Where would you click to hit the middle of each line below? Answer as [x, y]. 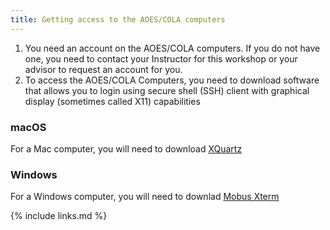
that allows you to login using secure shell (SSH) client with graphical [167, 90]
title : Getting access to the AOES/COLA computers [118, 19]
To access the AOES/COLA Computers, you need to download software [172, 80]
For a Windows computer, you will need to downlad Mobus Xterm [145, 197]
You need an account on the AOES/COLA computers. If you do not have [172, 48]
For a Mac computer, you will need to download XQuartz [126, 148]
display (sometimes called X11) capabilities [112, 101]
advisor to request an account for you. [103, 69]
